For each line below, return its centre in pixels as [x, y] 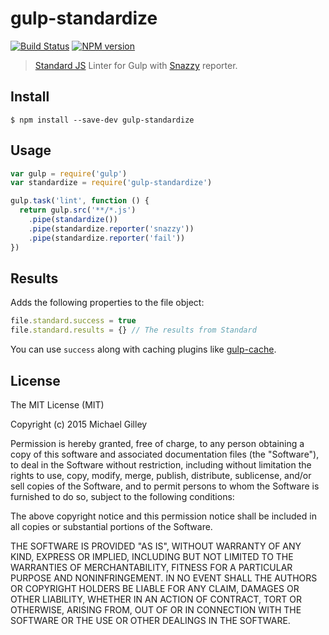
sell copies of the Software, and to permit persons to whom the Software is [165, 486]
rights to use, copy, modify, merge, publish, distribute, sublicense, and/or [161, 475]
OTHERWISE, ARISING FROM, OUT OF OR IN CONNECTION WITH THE [156, 609]
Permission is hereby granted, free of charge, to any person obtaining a [157, 443]
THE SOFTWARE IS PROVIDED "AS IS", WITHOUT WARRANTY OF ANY [156, 546]
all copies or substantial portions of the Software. [111, 526]
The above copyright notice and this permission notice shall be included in [163, 516]
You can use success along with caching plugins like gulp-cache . [143, 349]
